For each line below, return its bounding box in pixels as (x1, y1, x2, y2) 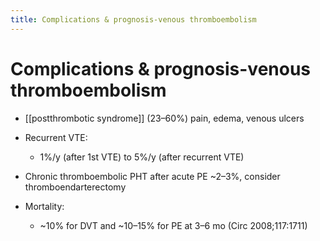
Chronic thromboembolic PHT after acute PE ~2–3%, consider (24, 170, 281, 182)
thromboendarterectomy (24, 181, 127, 193)
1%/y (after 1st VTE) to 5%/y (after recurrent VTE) (39, 151, 245, 163)
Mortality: (24, 200, 65, 212)
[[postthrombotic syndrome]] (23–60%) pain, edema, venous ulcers (24, 112, 305, 124)
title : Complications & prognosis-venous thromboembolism (10, 14, 257, 25)
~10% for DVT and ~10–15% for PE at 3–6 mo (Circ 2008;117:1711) (39, 219, 308, 231)
